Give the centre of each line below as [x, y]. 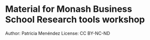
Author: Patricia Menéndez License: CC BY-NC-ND [58, 33]
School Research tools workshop [75, 20]
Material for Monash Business [69, 9]
